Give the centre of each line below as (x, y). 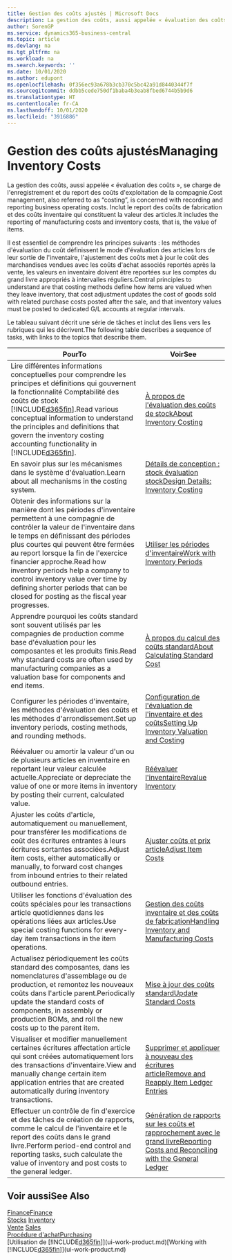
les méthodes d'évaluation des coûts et (74, 710)
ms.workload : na (30, 59)
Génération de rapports (183, 1115)
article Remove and (175, 1074)
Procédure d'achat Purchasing (49, 1235)
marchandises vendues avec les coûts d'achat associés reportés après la (112, 265)
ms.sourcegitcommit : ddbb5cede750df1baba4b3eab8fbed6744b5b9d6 (100, 91)
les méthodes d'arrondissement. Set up (74, 718)
